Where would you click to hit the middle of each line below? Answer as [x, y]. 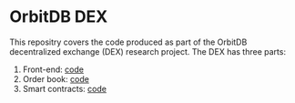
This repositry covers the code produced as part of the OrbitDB [128, 42]
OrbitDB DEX [59, 17]
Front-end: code [53, 69]
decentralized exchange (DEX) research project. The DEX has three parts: [148, 51]
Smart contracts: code [65, 88]
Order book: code [56, 78]
